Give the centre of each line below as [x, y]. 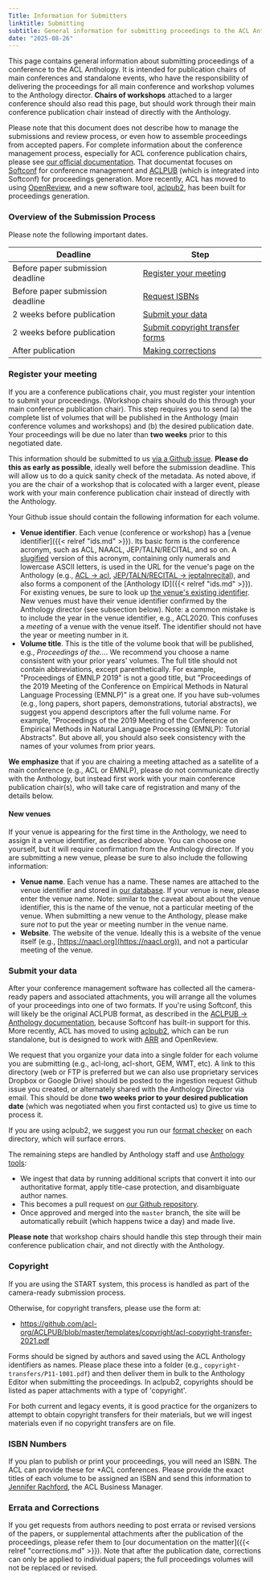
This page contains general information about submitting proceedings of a [131, 61]
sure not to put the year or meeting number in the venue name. [124, 924]
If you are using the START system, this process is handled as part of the [129, 1283]
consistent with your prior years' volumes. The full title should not [129, 661]
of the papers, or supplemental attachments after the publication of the [126, 1534]
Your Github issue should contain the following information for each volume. [134, 517]
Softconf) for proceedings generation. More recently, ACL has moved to [127, 179]
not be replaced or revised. [53, 1568]
